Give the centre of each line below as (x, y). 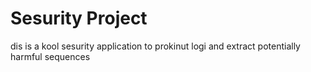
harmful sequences (50, 56)
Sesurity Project (79, 18)
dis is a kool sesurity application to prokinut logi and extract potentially (155, 46)
